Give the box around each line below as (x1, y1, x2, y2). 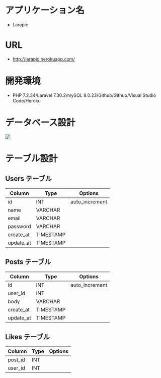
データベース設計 (5, 117, 75, 128)
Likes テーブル (5, 333, 50, 341)
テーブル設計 (5, 152, 58, 164)
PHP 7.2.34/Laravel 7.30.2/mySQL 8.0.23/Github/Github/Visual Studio (12, 92, 156, 98)
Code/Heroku (12, 97, 41, 103)
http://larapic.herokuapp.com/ (12, 56, 75, 62)
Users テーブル (5, 175, 52, 183)
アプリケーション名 (5, 5, 85, 16)
